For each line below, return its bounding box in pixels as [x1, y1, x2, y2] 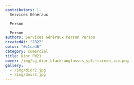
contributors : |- [5, 7, 42, 13]
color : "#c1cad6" [5, 44, 42, 49]
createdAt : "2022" [5, 40, 44, 45]
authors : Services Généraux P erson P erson [5, 35, 95, 40]
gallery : [5, 63, 24, 68]
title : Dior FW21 [5, 53, 42, 58]
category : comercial [5, 49, 49, 54]
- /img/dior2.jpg [10, 67, 46, 73]
